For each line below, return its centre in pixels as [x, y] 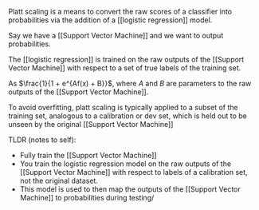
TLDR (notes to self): [42, 140]
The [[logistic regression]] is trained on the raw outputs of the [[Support [126, 59]
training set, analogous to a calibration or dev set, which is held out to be [128, 116]
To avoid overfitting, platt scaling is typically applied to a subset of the [123, 107]
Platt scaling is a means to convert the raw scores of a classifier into [120, 12]
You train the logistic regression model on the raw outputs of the [126, 164]
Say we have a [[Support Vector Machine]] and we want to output [116, 36]
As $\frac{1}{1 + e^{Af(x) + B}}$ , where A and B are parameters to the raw [130, 83]
